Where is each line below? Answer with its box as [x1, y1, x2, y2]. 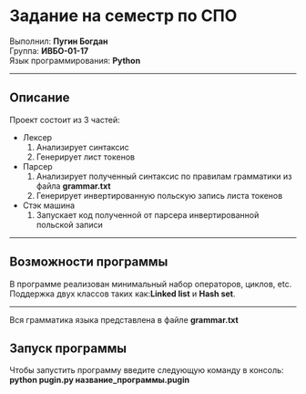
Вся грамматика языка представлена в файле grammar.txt [9, 314, 239, 325]
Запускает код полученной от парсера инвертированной [36, 209, 260, 220]
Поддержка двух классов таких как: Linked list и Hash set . [9, 288, 236, 299]
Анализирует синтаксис [36, 141, 129, 152]
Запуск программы [9, 340, 127, 356]
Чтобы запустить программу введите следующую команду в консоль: [9, 365, 284, 376]
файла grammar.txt [36, 180, 111, 192]
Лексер [22, 131, 53, 142]
